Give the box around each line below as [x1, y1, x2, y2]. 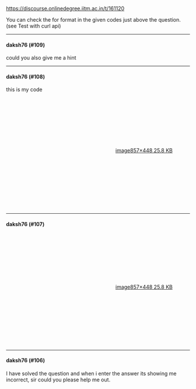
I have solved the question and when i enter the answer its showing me [6, 370, 177, 377]
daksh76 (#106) [6, 357, 45, 364]
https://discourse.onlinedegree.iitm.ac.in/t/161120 [6, 5, 125, 12]
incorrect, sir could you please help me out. [6, 376, 111, 383]
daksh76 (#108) [6, 73, 45, 80]
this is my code [6, 86, 43, 93]
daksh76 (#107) [6, 221, 45, 227]
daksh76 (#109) [6, 41, 45, 48]
